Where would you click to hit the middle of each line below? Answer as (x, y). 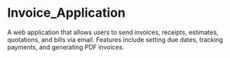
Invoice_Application (67, 13)
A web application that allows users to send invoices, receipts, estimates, (113, 32)
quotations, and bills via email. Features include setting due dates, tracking (115, 39)
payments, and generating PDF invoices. (66, 47)
